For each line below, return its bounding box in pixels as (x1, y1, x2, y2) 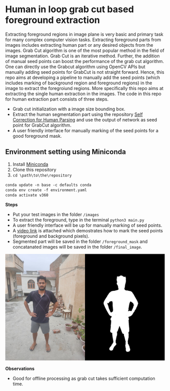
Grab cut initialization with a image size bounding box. (12, 106, 125, 112)
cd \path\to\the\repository (12, 173, 72, 178)
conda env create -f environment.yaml (5, 187, 87, 193)
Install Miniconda (12, 161, 49, 167)
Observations (5, 366, 35, 372)
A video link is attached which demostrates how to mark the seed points (12, 227, 163, 233)
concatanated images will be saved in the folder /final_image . (12, 244, 143, 250)
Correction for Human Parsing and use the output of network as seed (12, 116, 157, 123)
